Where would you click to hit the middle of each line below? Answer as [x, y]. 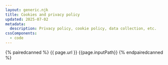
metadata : [16, 24]
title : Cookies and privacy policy [43, 15]
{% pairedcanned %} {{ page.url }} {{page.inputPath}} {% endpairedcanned [84, 52]
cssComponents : [21, 33]
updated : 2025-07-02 [27, 19]
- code [17, 38]
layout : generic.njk [27, 10]
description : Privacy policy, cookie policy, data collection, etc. [83, 29]
